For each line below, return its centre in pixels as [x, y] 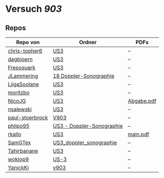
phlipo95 [19, 126]
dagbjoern [20, 59]
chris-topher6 [25, 51]
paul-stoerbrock [28, 117]
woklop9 [18, 159]
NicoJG [17, 101]
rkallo [15, 134]
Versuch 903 [34, 9]
